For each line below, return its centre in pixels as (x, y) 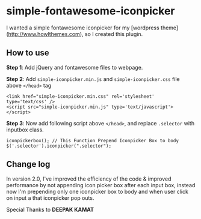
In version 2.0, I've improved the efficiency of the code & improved (89, 179)
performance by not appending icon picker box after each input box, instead (101, 185)
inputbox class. (25, 130)
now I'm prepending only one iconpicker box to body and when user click (97, 191)
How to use (28, 53)
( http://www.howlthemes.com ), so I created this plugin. (75, 34)
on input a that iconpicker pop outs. (50, 198)
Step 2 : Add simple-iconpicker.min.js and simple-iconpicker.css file (93, 79)
